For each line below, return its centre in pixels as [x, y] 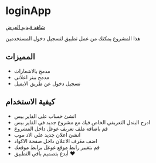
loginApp [28, 11]
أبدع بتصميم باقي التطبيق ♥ [45, 153]
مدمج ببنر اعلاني [32, 77]
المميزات [21, 57]
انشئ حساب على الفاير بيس [45, 116]
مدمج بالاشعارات [32, 71]
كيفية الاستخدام [30, 102]
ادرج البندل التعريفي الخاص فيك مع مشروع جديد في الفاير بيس [82, 122]
